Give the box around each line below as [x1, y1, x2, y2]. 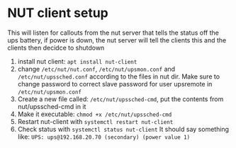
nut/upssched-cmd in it [17, 102, 86, 110]
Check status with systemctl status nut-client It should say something [17, 125, 229, 133]
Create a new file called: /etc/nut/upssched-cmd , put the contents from [17, 94, 224, 103]
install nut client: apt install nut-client [17, 57, 137, 65]
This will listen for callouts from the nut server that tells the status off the [7, 28, 220, 37]
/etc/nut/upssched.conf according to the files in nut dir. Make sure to [17, 72, 220, 81]
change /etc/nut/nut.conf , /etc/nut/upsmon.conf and [17, 64, 176, 73]
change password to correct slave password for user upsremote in [17, 79, 213, 88]
